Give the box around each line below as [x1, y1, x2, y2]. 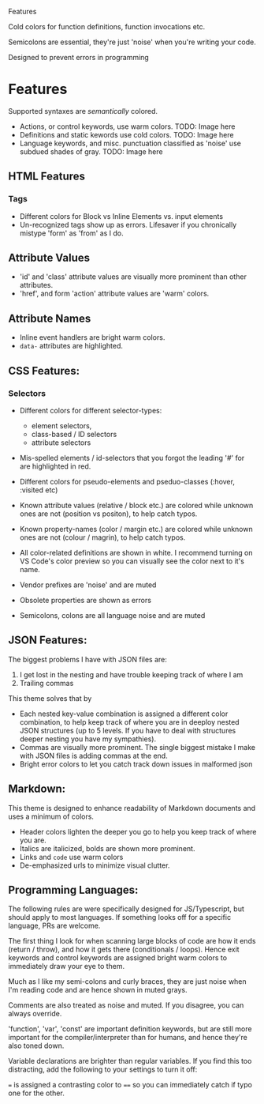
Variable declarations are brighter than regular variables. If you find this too [8, 1057, 252, 1066]
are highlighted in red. [19, 462, 91, 471]
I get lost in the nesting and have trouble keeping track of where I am [19, 669, 244, 679]
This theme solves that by [8, 693, 92, 703]
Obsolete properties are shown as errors [19, 595, 152, 605]
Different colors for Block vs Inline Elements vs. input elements [19, 211, 223, 220]
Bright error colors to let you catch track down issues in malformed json [19, 759, 253, 769]
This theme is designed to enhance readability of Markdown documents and [8, 803, 256, 812]
